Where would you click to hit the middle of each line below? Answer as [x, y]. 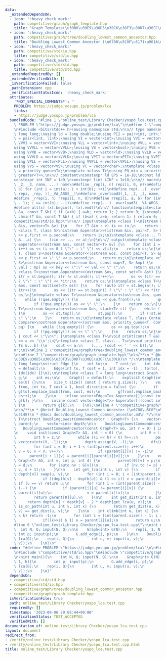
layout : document [23, 631]
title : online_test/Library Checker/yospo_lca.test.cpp [64, 649]
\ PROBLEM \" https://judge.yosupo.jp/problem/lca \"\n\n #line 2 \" [84, 125]
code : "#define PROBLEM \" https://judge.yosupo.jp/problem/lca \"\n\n [83, 548]
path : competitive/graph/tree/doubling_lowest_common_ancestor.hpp [85, 38]
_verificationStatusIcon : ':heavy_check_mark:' [60, 93]
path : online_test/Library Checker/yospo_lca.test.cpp [67, 603]
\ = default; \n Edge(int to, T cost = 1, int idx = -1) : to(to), [87, 369]
